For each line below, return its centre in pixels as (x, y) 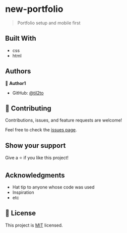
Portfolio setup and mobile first (49, 23)
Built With (21, 38)
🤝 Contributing (28, 108)
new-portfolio (34, 9)
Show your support (35, 146)
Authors (18, 71)
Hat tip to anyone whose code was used (53, 187)
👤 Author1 (16, 83)
